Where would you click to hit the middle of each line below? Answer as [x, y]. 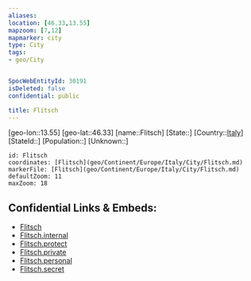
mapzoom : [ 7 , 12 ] [35, 30]
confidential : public [44, 96]
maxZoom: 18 [28, 183]
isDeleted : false [37, 88]
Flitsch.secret [42, 269]
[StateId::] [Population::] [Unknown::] [68, 141]
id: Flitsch [28, 156]
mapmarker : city [35, 38]
